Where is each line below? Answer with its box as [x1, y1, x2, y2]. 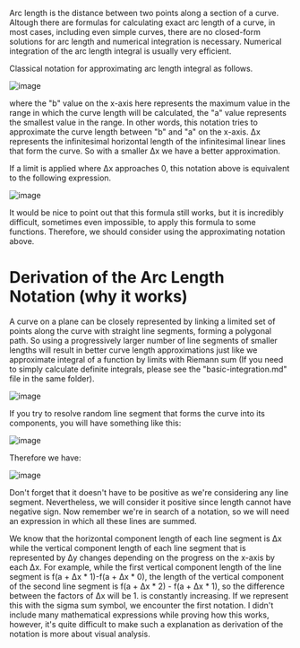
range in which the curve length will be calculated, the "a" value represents [9, 108, 287, 118]
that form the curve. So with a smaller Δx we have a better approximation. [9, 145, 280, 156]
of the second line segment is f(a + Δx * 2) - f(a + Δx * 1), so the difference [9, 581, 285, 591]
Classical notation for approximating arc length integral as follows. [9, 63, 253, 74]
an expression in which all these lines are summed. [9, 515, 197, 526]
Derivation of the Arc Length [9, 267, 225, 288]
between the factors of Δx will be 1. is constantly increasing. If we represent [9, 590, 289, 600]
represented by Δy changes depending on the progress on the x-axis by [9, 552, 276, 563]
